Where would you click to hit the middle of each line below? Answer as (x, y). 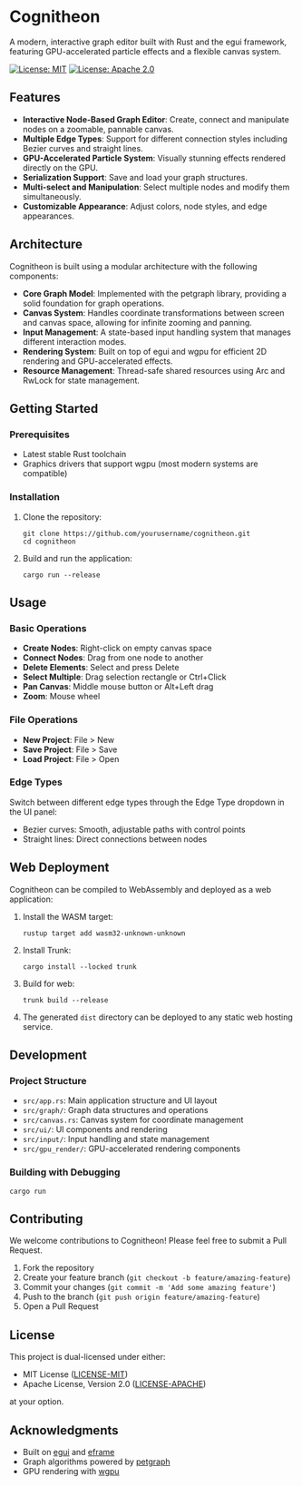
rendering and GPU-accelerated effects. (97, 361)
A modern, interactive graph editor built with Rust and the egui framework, (148, 42)
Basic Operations (48, 628)
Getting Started (54, 409)
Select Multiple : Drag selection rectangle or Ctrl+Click (124, 677)
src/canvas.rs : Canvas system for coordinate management (133, 1120)
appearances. (48, 216)
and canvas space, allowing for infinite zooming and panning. (137, 322)
